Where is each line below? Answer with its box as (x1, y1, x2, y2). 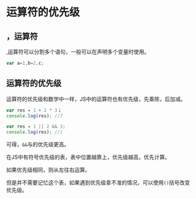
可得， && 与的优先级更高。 (6, 141, 70, 148)
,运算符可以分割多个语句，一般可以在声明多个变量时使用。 (6, 49, 150, 55)
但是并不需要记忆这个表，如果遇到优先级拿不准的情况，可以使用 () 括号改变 (6, 179, 191, 186)
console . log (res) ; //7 (6, 113, 63, 119)
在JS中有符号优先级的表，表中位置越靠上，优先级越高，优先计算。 (6, 153, 170, 161)
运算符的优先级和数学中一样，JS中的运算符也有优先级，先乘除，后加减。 (6, 95, 186, 102)
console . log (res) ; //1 (6, 129, 63, 135)
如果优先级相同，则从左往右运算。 (6, 166, 91, 174)
